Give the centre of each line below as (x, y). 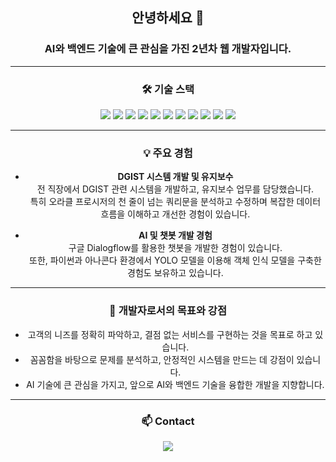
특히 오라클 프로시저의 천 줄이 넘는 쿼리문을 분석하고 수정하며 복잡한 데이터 (175, 202)
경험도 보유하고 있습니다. (175, 273)
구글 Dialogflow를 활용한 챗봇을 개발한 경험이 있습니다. (175, 248)
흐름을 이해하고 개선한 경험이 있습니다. (175, 214)
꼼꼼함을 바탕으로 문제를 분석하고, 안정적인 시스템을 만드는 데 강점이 (162, 359)
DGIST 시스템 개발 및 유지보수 (175, 177)
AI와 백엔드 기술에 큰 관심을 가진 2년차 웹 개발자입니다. (168, 49)
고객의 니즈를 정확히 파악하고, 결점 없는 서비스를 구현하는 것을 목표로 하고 (170, 334)
